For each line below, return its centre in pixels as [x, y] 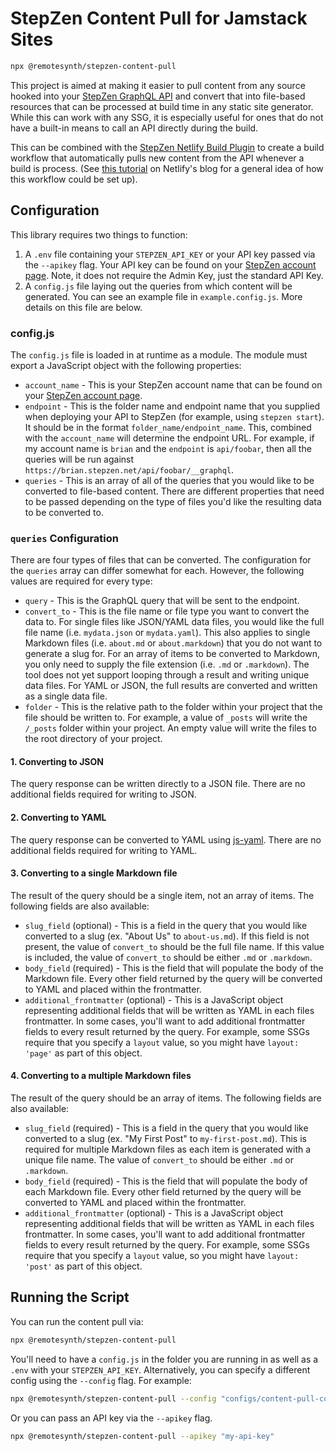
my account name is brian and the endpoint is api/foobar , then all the [168, 448]
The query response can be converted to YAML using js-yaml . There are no [166, 839]
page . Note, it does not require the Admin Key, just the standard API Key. [174, 275]
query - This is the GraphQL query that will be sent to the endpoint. [162, 601]
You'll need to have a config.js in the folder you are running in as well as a [164, 1359]
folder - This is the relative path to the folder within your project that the [173, 707]
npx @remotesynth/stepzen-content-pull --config [113, 1398]
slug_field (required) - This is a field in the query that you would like [166, 1128]
